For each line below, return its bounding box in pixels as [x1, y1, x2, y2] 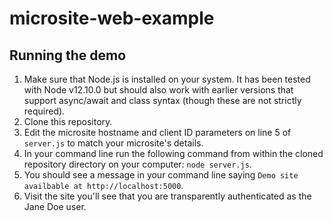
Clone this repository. [23, 116, 113, 127]
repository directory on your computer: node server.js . [23, 158, 252, 170]
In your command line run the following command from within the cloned [23, 148, 324, 159]
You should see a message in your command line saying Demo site [23, 169, 299, 181]
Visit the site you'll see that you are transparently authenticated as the [23, 190, 312, 202]
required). [23, 105, 66, 117]
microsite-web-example [9, 7, 215, 30]
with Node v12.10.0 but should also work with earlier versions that [23, 84, 294, 96]
